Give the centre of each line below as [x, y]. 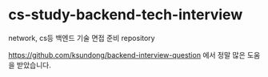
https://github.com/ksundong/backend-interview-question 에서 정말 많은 [127, 55]
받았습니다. [34, 65]
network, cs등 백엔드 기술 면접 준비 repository [82, 38]
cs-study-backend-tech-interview [126, 15]
